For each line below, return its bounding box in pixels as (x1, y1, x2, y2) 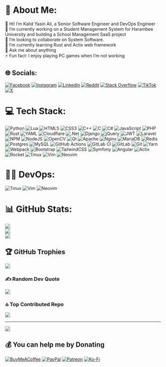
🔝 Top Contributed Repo (5, 301, 64, 308)
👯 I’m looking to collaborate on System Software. (5, 37, 105, 43)
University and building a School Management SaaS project (5, 31, 126, 37)
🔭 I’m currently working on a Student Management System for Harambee (5, 26, 153, 32)
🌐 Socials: (5, 69, 38, 77)
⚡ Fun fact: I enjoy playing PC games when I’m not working (5, 52, 125, 58)
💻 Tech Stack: (5, 105, 66, 117)
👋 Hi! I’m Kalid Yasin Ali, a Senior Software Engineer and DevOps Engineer (5, 21, 156, 27)
